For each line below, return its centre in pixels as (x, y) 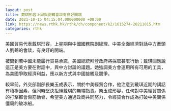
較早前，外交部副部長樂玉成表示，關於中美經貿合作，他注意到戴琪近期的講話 (85, 85)
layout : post (19, 10)
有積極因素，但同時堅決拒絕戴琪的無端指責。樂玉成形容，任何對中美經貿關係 (85, 91)
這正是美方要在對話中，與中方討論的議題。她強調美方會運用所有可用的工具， (85, 67)
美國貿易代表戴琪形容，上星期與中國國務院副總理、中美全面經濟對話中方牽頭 (85, 44)
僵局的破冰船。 (21, 103)
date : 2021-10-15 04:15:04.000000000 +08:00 (53, 19)
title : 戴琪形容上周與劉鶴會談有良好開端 (44, 15)
